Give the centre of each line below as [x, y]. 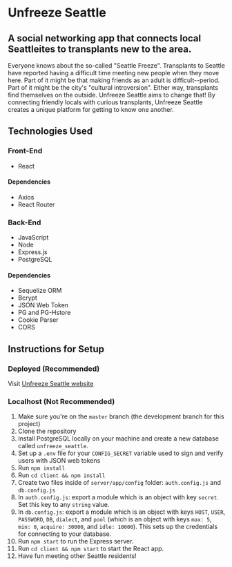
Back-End [25, 222]
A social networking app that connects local [105, 38]
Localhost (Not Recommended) [61, 402]
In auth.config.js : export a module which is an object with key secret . [118, 497]
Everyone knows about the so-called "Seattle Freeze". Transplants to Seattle [116, 66]
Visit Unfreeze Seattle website [51, 384]
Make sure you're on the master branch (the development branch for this [121, 416]
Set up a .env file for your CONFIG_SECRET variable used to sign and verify [120, 453]
